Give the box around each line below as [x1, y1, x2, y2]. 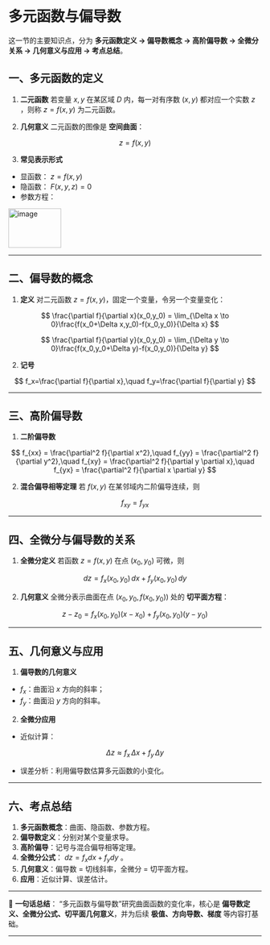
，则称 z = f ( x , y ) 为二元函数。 [19, 104, 121, 114]
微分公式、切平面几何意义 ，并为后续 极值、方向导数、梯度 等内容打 [29, 909, 252, 918]
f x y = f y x [121, 497, 149, 510]
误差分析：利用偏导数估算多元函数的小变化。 [19, 766, 169, 776]
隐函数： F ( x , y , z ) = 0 [19, 181, 92, 191]
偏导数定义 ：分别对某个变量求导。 [19, 832, 133, 843]
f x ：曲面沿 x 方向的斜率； [19, 684, 104, 696]
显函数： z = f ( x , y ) [19, 171, 83, 181]
